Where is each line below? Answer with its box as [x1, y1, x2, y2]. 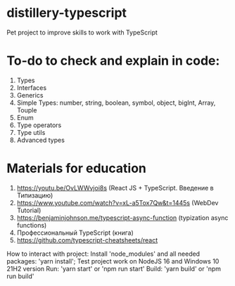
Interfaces [16, 83, 47, 92]
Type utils [16, 128, 46, 136]
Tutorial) [16, 206, 42, 214]
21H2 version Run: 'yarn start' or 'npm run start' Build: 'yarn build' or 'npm [6, 264, 221, 273]
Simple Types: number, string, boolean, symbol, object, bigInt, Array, [16, 98, 216, 107]
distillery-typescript [6, 5, 127, 21]
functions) [16, 221, 47, 229]
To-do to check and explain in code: [6, 53, 220, 69]
